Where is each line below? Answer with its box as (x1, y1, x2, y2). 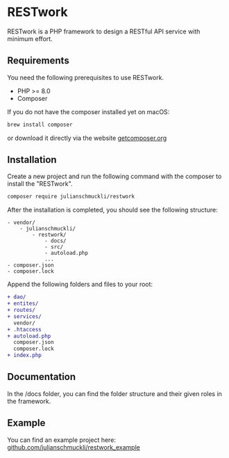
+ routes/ (7, 307, 36, 314)
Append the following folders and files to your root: (7, 280, 153, 289)
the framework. (7, 397, 51, 405)
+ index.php (7, 352, 42, 359)
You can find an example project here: (7, 436, 117, 444)
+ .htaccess (7, 326, 42, 333)
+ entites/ (7, 300, 39, 307)
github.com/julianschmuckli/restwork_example (7, 443, 140, 451)
